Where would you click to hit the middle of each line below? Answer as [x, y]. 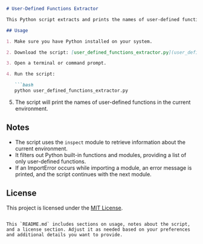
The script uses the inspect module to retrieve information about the [100, 142]
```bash [24, 85]
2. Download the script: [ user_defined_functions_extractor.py [88, 52]
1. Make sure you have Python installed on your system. [79, 41]
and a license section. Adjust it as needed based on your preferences [98, 230]
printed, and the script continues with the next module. [83, 174]
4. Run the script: [31, 74]
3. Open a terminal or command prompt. [56, 63]
